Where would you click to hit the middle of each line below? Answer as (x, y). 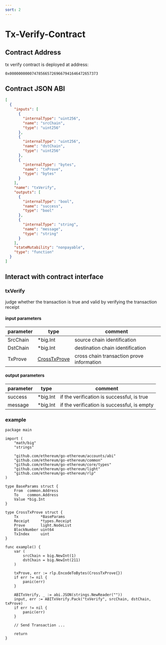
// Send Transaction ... (40, 625)
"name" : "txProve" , (43, 169)
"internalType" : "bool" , (48, 201)
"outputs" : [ (27, 192)
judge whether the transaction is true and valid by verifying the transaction (81, 302)
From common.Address (36, 491)
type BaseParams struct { (32, 486)
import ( (14, 439)
